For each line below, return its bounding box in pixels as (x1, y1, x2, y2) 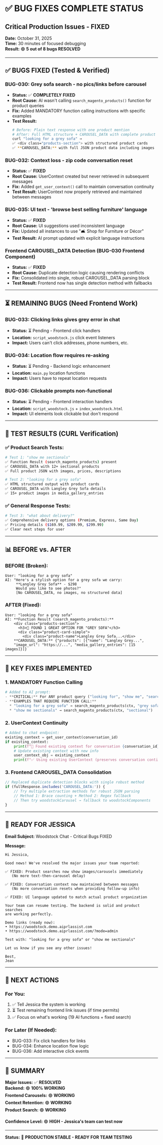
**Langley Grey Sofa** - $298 (16, 582, 77, 587)
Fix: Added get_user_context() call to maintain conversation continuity (12, 184, 154, 190)
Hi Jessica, (5, 852, 29, 857)
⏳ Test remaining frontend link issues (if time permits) (12, 1007, 120, 1013)
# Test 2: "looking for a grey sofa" (5, 477, 81, 482)
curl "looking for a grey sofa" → (12, 136, 82, 141)
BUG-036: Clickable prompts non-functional (5, 387, 113, 394)
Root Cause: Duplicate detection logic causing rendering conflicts (12, 270, 145, 276)
